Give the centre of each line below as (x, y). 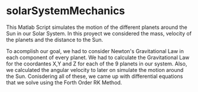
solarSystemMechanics (66, 11)
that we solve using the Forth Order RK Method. (64, 82)
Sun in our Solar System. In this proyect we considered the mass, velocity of (99, 33)
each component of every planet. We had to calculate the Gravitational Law (98, 57)
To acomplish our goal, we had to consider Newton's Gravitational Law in (95, 51)
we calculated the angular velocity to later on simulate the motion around (95, 70)
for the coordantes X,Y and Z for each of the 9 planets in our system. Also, (97, 64)
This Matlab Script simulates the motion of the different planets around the (97, 27)
